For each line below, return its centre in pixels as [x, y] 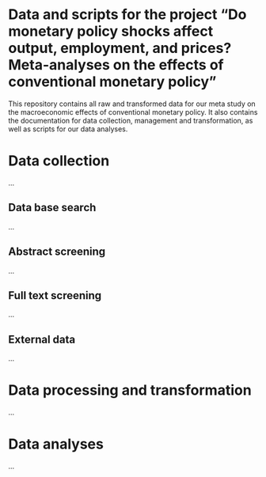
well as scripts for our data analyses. [68, 129]
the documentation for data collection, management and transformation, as [131, 120]
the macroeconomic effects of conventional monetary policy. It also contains [133, 112]
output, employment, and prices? [120, 48]
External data [42, 339]
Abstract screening [57, 252]
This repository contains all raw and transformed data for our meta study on [132, 104]
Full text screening [55, 295]
